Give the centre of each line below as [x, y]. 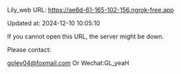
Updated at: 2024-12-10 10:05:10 [54, 23]
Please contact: [29, 50]
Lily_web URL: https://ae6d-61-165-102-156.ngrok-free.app [90, 10]
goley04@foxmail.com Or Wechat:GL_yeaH [68, 63]
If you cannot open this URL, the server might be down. [85, 36]
